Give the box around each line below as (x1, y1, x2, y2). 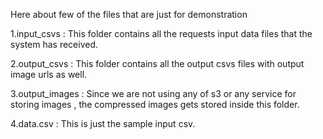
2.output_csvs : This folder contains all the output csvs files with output (10, 58, 305, 69)
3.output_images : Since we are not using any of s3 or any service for (10, 88, 297, 99)
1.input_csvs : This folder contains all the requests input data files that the (10, 28, 313, 39)
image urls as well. (10, 69, 88, 80)
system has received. (10, 39, 99, 50)
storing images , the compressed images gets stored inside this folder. (10, 99, 300, 110)
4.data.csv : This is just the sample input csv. (10, 118, 196, 129)
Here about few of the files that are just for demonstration (10, 9, 248, 20)
